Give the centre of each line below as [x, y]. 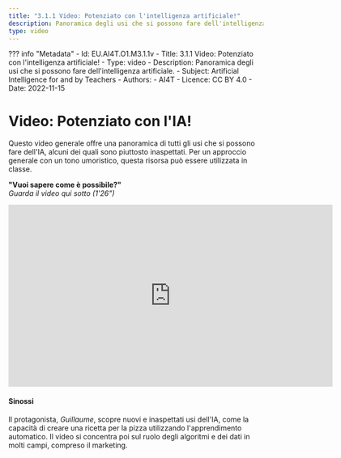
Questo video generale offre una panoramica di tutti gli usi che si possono [132, 143]
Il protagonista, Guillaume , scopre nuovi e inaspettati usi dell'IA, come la [129, 419]
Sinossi [21, 401]
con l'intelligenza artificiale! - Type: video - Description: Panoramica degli [131, 62]
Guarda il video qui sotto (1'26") [62, 193]
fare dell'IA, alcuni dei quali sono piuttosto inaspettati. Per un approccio [128, 152]
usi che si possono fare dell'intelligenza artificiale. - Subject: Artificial [124, 71]
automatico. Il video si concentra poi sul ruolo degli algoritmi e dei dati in [129, 436]
